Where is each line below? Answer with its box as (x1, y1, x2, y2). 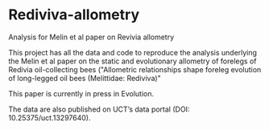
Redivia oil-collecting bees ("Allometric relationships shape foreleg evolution (8, 64, 262, 74)
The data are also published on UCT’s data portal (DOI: (8, 104, 190, 114)
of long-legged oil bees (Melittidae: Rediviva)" (8, 73, 161, 83)
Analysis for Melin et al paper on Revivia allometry (8, 32, 175, 42)
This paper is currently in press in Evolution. (8, 88, 155, 98)
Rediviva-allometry (8, 6, 139, 24)
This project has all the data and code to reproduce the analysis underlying (8, 47, 258, 57)
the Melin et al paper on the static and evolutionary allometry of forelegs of (8, 56, 257, 66)
